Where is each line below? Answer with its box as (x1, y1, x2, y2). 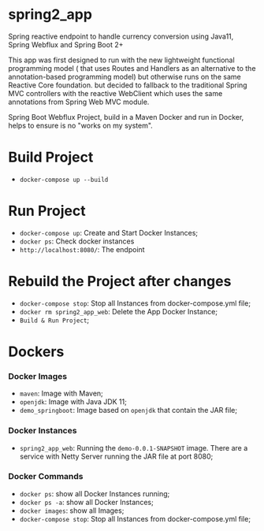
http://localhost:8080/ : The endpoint (19, 244, 145, 254)
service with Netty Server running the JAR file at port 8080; (19, 451, 214, 461)
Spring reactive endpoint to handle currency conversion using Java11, (8, 32, 234, 41)
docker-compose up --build (19, 176, 109, 184)
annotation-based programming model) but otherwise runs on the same (8, 72, 242, 81)
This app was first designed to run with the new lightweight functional (8, 55, 235, 65)
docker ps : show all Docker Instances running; (19, 488, 170, 498)
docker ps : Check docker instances (19, 236, 135, 246)
